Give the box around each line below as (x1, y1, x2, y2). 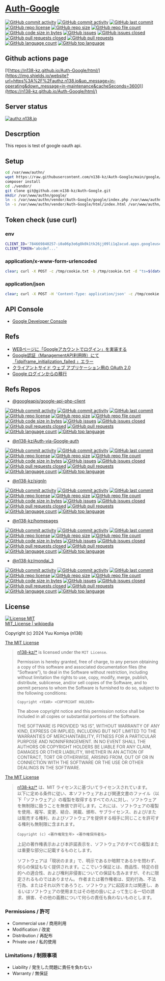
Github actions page (5, 55, 69, 63)
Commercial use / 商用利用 (12, 920, 67, 926)
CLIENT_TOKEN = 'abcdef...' (5, 246, 58, 251)
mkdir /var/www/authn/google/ (5, 193, 67, 198)
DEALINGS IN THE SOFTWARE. (17, 765, 81, 771)
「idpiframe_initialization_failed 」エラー (12, 358, 94, 364)
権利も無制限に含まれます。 (21, 821, 78, 827)
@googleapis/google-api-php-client (12, 398, 86, 404)
